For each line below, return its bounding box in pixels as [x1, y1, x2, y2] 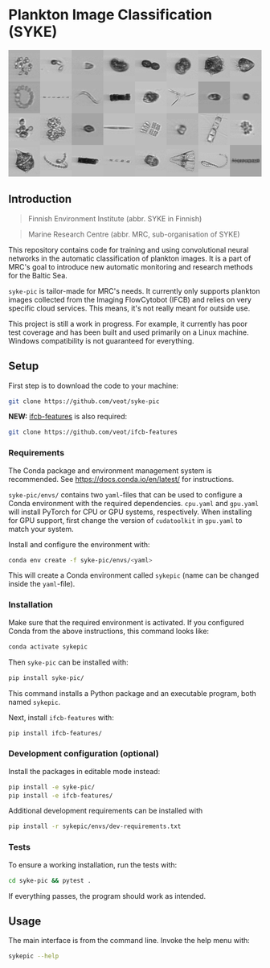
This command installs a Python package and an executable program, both [8, 688, 257, 698]
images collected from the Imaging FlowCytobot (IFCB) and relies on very [8, 295, 252, 304]
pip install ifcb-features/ [8, 729, 103, 737]
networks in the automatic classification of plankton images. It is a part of [8, 253, 252, 263]
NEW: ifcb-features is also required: [8, 412, 128, 422]
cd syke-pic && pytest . [8, 876, 92, 884]
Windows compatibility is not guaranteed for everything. [8, 336, 194, 345]
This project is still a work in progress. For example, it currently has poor [8, 319, 247, 328]
